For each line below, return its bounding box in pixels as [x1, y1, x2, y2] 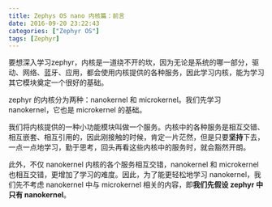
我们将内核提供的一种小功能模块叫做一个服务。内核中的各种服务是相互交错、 [8, 122, 265, 132]
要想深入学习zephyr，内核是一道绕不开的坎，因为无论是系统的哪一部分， [8, 57, 253, 67]
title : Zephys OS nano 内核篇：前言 [8, 11, 125, 20]
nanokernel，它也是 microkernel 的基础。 [8, 105, 147, 115]
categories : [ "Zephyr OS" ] [8, 27, 100, 35]
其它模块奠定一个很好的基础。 [8, 78, 108, 87]
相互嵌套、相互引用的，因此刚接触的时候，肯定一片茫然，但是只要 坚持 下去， [8, 133, 265, 142]
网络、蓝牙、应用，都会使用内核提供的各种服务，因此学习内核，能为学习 [22, 68, 265, 78]
